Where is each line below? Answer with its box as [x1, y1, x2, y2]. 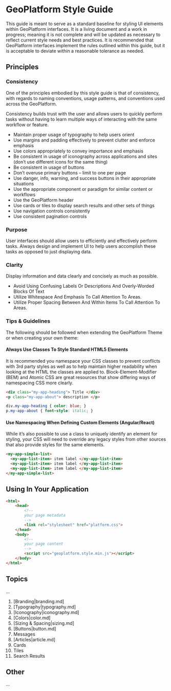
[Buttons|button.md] [13, 625, 56, 631]
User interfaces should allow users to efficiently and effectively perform [6, 238, 158, 244]
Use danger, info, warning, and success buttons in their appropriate [13, 175, 156, 181]
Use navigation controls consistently [13, 208, 90, 214]
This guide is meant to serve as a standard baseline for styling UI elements [6, 21, 163, 27]
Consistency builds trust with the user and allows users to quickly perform [6, 110, 163, 116]
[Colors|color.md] [13, 615, 51, 621]
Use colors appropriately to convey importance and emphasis [13, 148, 144, 154]
